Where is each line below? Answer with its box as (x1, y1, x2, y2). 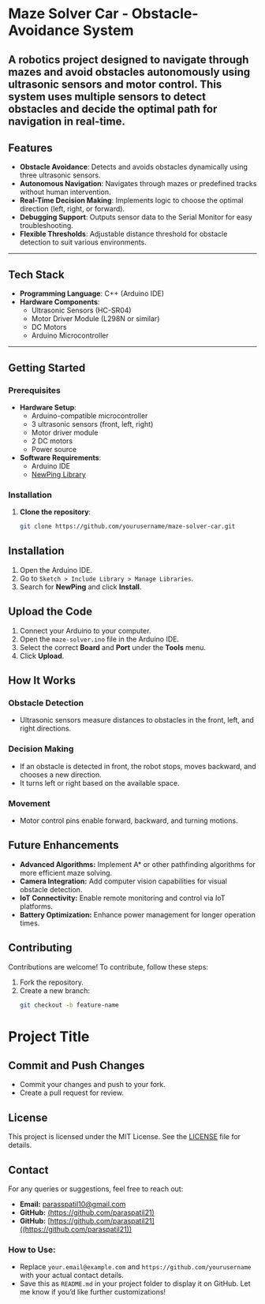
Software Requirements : (19, 453, 102, 462)
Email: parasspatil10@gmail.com (19, 1200, 126, 1209)
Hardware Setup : (19, 402, 77, 412)
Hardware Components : (19, 297, 100, 307)
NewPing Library (31, 469, 87, 479)
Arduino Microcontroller (31, 331, 109, 340)
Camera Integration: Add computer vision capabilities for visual (19, 876, 227, 886)
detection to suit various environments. (19, 237, 147, 247)
